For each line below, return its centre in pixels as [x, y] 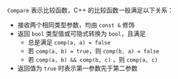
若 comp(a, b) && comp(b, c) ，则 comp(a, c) [93, 60]
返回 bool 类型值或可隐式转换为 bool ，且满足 [81, 34]
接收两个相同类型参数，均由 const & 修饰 [76, 25]
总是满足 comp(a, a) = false [69, 42]
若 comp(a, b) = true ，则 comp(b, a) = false [94, 51]
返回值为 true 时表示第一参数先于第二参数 [77, 68]
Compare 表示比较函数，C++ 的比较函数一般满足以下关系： [90, 10]
